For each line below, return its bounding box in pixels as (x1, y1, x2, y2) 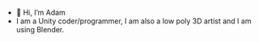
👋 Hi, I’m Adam (15, 8, 66, 17)
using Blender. (15, 25, 65, 34)
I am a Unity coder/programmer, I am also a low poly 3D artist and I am (15, 16, 252, 26)
